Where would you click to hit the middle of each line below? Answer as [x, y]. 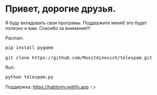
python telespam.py [29, 77]
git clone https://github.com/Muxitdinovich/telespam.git [79, 58]
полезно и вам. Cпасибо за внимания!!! [48, 28]
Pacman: [14, 38]
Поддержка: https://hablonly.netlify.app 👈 [50, 87]
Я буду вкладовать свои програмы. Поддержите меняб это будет [76, 23]
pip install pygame [29, 47]
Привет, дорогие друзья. [61, 9]
